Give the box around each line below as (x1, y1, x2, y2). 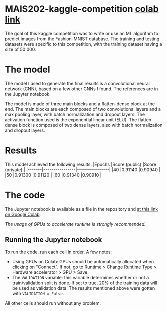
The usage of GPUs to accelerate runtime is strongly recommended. (5, 221, 146, 227)
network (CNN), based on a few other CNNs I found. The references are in (5, 86, 158, 92)
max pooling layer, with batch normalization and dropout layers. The (5, 111, 145, 117)
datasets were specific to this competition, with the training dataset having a (5, 41, 162, 47)
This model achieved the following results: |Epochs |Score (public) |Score (5, 161, 156, 167)
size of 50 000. (5, 46, 36, 52)
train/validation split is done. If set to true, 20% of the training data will (12, 280, 157, 286)
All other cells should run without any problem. (5, 300, 101, 306)
